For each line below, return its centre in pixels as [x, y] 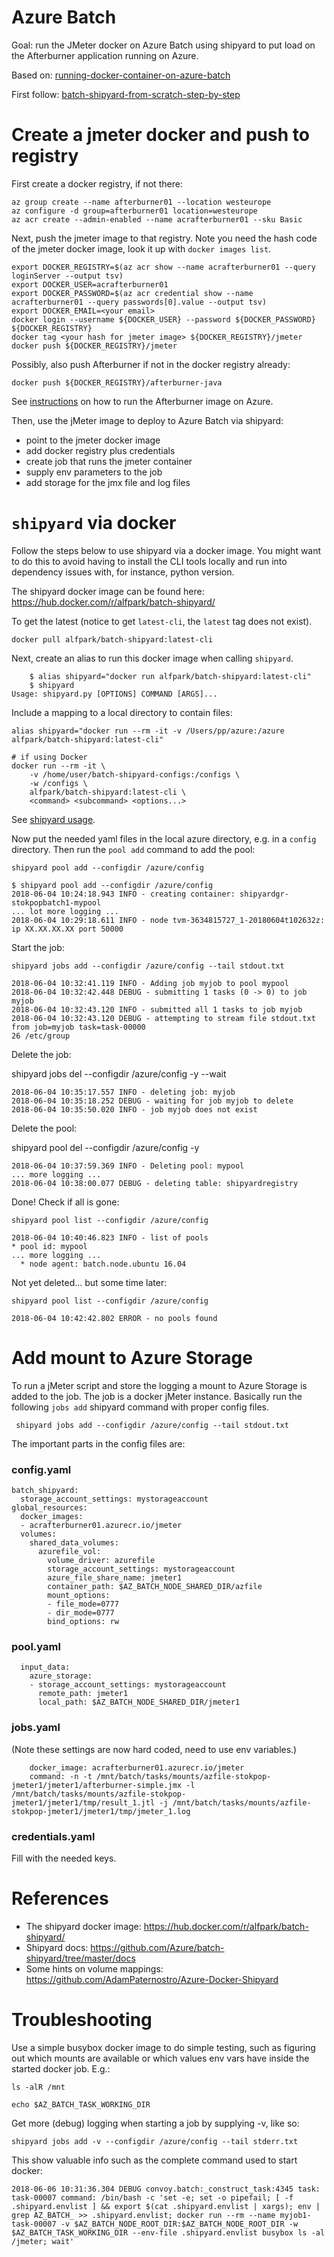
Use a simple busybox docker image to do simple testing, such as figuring [163, 2047]
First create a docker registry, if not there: [97, 183]
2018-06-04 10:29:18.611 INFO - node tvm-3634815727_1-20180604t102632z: [168, 920]
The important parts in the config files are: [98, 1443]
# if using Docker [49, 757]
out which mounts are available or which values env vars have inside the [160, 2058]
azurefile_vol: [69, 1552]
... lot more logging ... [65, 911]
